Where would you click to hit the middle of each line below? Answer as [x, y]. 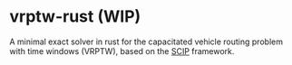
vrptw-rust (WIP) [75, 17]
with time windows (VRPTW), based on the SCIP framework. [122, 51]
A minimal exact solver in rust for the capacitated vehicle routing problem [146, 42]
